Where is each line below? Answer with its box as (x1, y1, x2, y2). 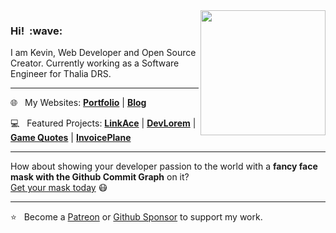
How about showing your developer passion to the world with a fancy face (10, 160, 318, 173)
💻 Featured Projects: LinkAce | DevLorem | (10, 117, 197, 129)
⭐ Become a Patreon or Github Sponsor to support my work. (10, 211, 263, 223)
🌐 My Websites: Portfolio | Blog (10, 97, 147, 109)
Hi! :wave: (10, 24, 63, 38)
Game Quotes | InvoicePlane (10, 132, 132, 144)
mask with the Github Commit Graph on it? (10, 171, 190, 183)
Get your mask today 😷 (10, 182, 108, 194)
